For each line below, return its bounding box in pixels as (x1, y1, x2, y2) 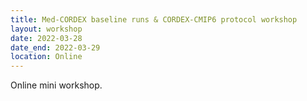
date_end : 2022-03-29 (10, 42, 101, 53)
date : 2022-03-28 (10, 33, 83, 43)
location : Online (10, 52, 83, 62)
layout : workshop (10, 24, 83, 34)
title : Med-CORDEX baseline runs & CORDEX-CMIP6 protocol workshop (10, 14, 298, 25)
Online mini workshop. (10, 79, 103, 91)
